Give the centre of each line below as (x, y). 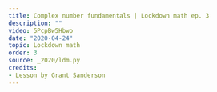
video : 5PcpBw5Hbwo (41, 30)
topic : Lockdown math (44, 46)
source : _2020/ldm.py (44, 61)
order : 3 (23, 53)
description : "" (35, 23)
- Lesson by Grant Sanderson (57, 75)
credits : (23, 68)
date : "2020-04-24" (41, 38)
